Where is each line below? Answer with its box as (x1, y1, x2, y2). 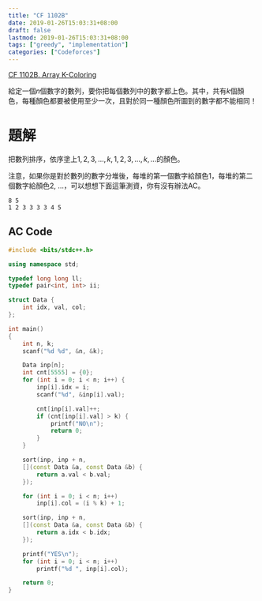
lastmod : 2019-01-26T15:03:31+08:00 (8, 33, 129, 42)
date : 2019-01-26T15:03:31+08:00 (8, 19, 118, 27)
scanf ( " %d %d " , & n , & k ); (22, 347, 104, 355)
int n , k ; (22, 340, 55, 347)
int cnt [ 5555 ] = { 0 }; (22, 369, 93, 377)
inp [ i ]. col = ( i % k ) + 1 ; (36, 499, 125, 508)
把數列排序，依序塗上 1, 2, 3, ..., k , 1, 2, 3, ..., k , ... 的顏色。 (8, 154, 185, 163)
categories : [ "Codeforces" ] (8, 48, 101, 56)
